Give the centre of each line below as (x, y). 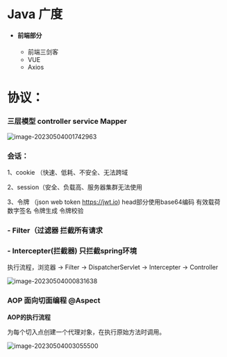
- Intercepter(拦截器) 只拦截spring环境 (72, 251)
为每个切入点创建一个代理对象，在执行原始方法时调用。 (86, 332)
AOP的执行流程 (29, 317)
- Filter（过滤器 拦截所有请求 (55, 230)
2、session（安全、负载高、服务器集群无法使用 (75, 187)
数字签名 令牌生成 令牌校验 (45, 211)
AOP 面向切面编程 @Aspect (54, 301)
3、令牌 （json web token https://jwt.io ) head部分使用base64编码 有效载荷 (114, 202)
